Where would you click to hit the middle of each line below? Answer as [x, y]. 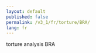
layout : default [26, 11]
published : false [27, 17]
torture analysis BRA [31, 44]
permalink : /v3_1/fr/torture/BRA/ [48, 22]
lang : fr [17, 28]
